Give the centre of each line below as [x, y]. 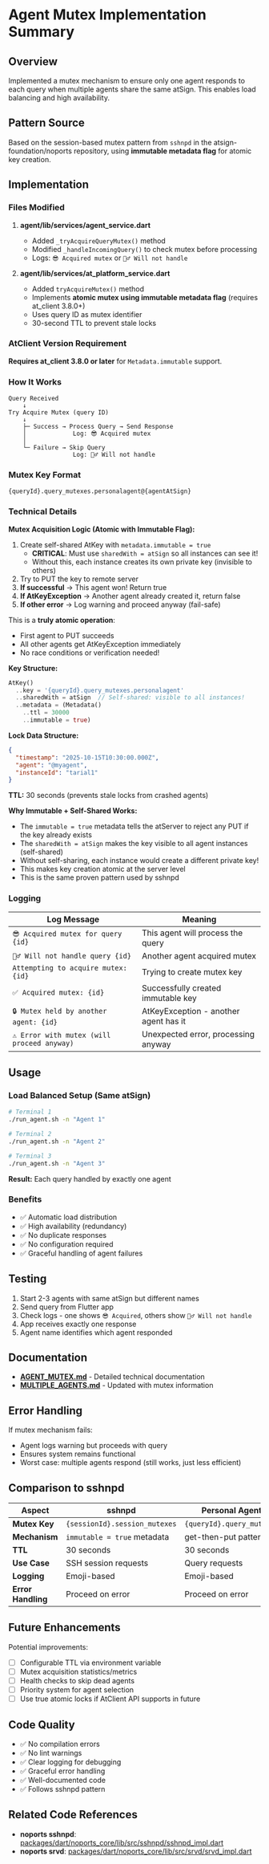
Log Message [73, 919]
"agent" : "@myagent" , [52, 765]
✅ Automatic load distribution [68, 1217]
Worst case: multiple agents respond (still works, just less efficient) [130, 1463]
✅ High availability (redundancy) [73, 1226]
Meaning [199, 919]
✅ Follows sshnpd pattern [62, 1789]
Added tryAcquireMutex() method [88, 289]
